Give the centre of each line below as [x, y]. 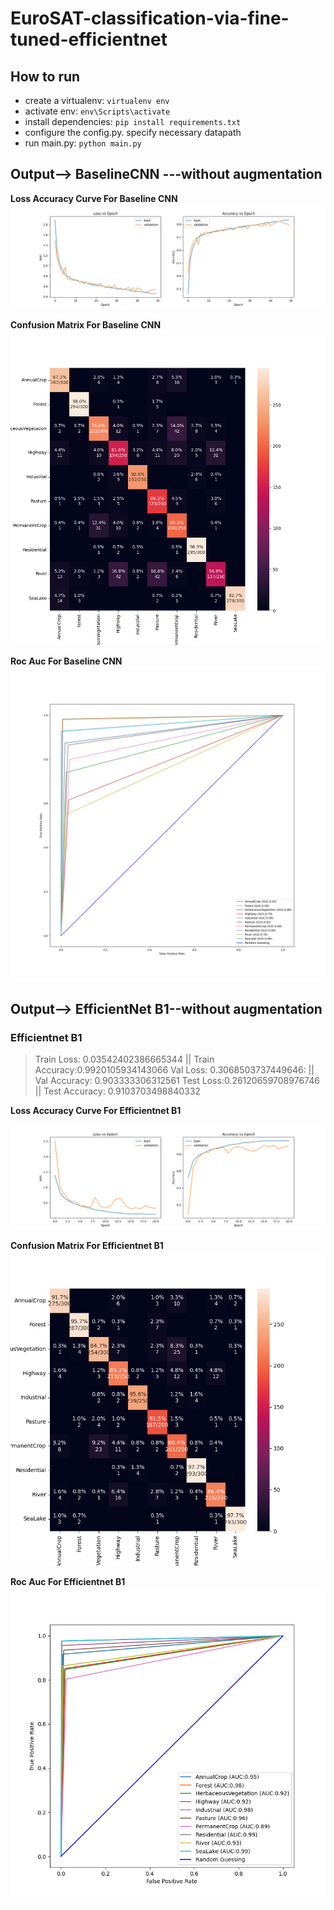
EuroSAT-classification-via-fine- [150, 18]
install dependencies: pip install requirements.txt [133, 121]
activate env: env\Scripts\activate [97, 111]
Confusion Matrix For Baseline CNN [86, 324]
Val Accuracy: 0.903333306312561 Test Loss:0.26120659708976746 [177, 1081]
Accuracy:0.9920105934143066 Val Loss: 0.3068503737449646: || [174, 1070]
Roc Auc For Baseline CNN [66, 661]
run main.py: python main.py [83, 143]
